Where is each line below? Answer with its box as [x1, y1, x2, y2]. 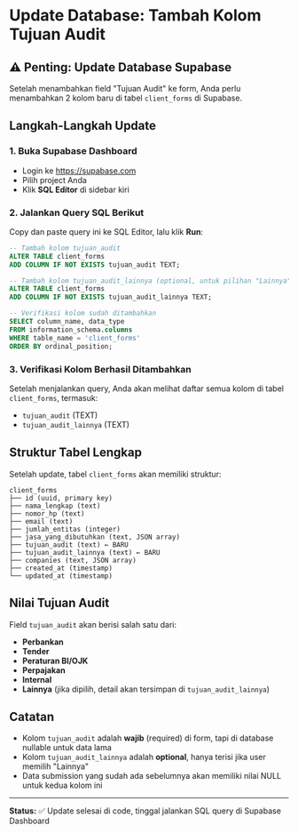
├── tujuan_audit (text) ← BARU [9, 540, 129, 549]
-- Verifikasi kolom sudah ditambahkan [9, 308, 157, 318]
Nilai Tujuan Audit [9, 596, 110, 611]
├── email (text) [9, 517, 74, 525]
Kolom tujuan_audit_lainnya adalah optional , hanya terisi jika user [21, 752, 266, 763]
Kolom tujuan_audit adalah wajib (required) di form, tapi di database [21, 733, 274, 743]
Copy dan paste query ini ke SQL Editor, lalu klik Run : [9, 226, 204, 236]
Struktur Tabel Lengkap [9, 445, 142, 461]
